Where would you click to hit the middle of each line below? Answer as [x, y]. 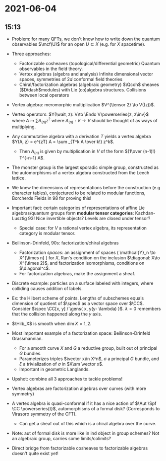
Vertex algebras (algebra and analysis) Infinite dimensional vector [86, 74]
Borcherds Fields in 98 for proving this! [52, 198]
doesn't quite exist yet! [35, 454]
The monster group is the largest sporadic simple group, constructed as [85, 167]
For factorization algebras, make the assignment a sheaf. [77, 274]
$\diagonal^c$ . [34, 268]
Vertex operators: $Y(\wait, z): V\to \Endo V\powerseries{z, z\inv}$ [80, 114]
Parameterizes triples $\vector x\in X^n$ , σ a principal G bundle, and [89, 359]
